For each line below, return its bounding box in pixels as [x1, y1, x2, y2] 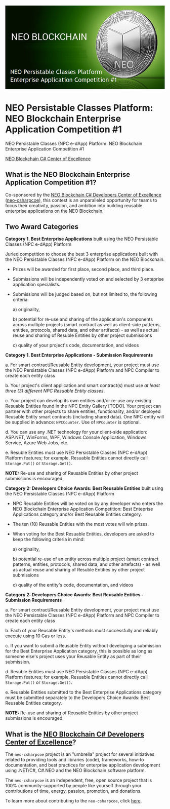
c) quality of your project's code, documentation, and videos [12, 342, 139, 349]
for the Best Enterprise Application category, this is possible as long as [5, 648, 153, 654]
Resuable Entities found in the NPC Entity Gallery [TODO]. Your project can [5, 403, 161, 409]
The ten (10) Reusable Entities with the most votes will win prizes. [12, 521, 149, 527]
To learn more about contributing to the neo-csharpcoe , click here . [5, 798, 142, 804]
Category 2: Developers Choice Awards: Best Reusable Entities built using [5, 485, 163, 491]
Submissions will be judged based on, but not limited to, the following [12, 291, 158, 297]
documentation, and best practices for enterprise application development [5, 762, 160, 768]
